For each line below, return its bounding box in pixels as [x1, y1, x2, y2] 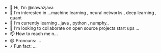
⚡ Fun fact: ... [9, 43, 37, 49]
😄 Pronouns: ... [9, 38, 42, 43]
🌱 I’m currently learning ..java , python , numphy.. [9, 20, 109, 26]
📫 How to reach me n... [9, 31, 58, 36]
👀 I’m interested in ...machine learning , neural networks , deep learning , [9, 10, 157, 16]
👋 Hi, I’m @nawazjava [9, 5, 54, 10]
